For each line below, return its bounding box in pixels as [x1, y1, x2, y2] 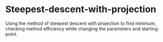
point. [5, 31, 18, 37]
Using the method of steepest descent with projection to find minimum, [5, 20, 156, 26]
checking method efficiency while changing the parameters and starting [5, 25, 158, 31]
